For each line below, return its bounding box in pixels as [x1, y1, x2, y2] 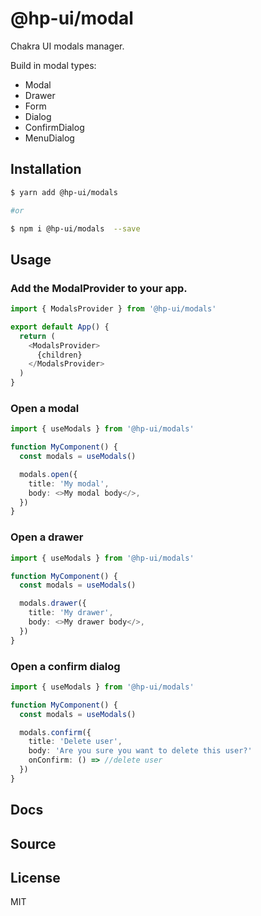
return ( [19, 331, 56, 341]
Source [10, 835, 57, 852]
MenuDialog [24, 132, 75, 144]
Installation [10, 161, 82, 178]
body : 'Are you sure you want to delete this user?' [28, 746, 253, 756]
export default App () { [10, 322, 110, 332]
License [10, 870, 61, 886]
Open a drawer [10, 530, 84, 544]
